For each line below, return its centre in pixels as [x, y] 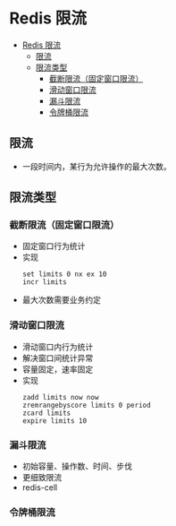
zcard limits [46, 413]
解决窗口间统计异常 [58, 358]
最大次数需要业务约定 [61, 300]
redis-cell [40, 487]
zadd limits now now [60, 397]
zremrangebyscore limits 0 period [86, 405]
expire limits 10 [54, 421]
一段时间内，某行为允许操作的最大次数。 [96, 166]
